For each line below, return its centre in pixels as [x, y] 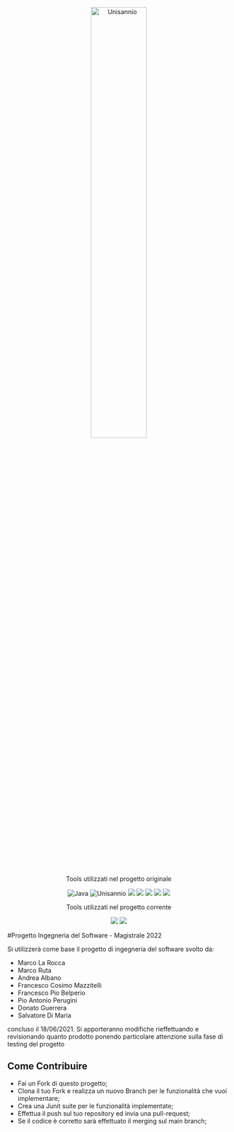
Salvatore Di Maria [45, 1015]
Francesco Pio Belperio [52, 993]
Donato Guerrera [42, 1008]
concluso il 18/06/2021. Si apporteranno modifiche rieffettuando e [103, 1029]
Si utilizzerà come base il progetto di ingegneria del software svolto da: [111, 949]
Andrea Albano [39, 978]
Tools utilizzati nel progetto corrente [119, 907]
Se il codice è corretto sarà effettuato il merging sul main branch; [112, 1121]
